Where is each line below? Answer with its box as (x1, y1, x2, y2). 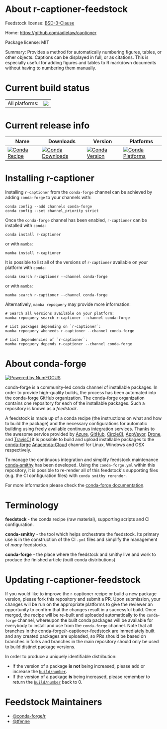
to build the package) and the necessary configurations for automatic (5, 420, 148, 426)
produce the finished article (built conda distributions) (5, 556, 116, 562)
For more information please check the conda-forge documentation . (5, 482, 145, 488)
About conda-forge (5, 358, 86, 369)
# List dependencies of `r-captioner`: (5, 337, 88, 342)
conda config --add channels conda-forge (5, 204, 92, 209)
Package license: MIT (5, 39, 50, 45)
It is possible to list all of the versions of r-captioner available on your (5, 259, 148, 265)
